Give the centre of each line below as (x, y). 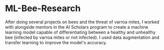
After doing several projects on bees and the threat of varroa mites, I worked (82, 22)
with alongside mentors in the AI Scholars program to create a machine (77, 27)
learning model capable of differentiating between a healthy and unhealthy (80, 32)
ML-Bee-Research (43, 8)
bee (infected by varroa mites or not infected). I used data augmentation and (82, 37)
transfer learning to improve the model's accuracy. (56, 42)
